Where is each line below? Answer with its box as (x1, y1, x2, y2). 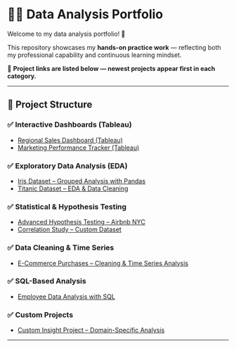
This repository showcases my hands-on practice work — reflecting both (7, 43, 221, 51)
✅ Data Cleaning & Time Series (7, 243, 114, 252)
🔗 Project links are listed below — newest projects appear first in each (7, 64, 216, 72)
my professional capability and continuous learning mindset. (7, 51, 182, 59)
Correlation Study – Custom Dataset (17, 225, 122, 234)
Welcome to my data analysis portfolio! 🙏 (7, 30, 126, 38)
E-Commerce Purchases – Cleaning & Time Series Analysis (17, 259, 189, 267)
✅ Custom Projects (7, 309, 74, 319)
